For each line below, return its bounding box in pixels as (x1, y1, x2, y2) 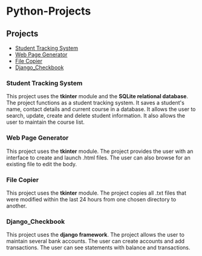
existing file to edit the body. (6, 160, 77, 167)
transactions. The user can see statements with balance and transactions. (6, 244, 191, 251)
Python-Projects (6, 4, 91, 18)
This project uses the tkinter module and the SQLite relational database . (6, 93, 189, 100)
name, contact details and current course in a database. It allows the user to (6, 106, 196, 113)
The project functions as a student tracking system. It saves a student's (6, 99, 184, 107)
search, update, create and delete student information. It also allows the (6, 112, 186, 120)
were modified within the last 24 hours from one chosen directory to (6, 195, 177, 203)
